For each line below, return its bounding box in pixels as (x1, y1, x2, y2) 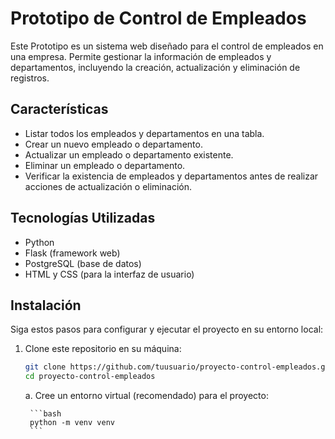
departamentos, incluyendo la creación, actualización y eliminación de (10, 61, 301, 73)
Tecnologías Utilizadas (10, 210, 156, 227)
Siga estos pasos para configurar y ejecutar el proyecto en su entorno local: (10, 323, 324, 336)
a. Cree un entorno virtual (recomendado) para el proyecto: (24, 390, 269, 402)
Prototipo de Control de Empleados (10, 7, 307, 30)
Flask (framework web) (24, 247, 121, 259)
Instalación (10, 297, 82, 314)
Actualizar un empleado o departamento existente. (24, 148, 234, 161)
